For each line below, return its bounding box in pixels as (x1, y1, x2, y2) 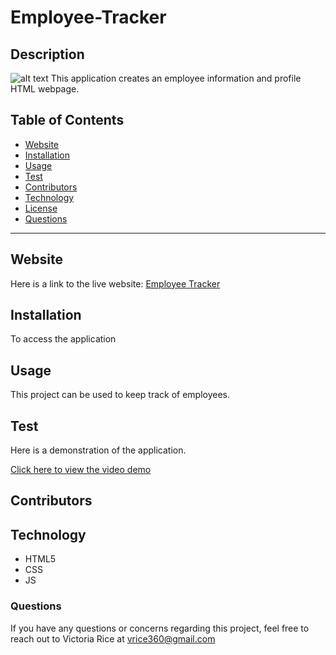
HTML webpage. (10, 83, 80, 95)
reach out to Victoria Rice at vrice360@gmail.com (10, 632, 216, 645)
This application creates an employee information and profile (50, 72, 302, 84)
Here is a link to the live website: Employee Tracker (10, 277, 221, 290)
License (24, 202, 58, 214)
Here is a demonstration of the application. (10, 444, 187, 456)
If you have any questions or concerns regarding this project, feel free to (10, 622, 310, 634)
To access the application (10, 333, 117, 345)
